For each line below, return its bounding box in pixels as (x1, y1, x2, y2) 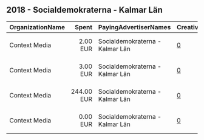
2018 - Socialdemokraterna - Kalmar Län (6, 5, 163, 15)
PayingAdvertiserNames (98, 23, 171, 31)
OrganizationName (9, 23, 66, 31)
